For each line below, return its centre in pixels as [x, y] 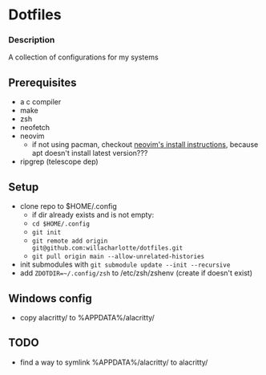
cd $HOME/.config [61, 224]
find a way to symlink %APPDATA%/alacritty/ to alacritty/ [114, 362]
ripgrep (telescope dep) [59, 161]
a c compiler [40, 102]
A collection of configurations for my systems [83, 57]
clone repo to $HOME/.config [69, 206]
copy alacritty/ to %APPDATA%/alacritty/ [87, 317]
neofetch [35, 128]
